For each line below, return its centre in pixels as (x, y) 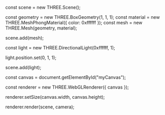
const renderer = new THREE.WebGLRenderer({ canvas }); (67, 87)
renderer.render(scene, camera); (40, 107)
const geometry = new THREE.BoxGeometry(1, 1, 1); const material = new (82, 17)
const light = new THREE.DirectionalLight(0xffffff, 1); (60, 48)
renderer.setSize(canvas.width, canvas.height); (55, 97)
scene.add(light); (23, 67)
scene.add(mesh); (25, 38)
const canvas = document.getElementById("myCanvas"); (66, 77)
